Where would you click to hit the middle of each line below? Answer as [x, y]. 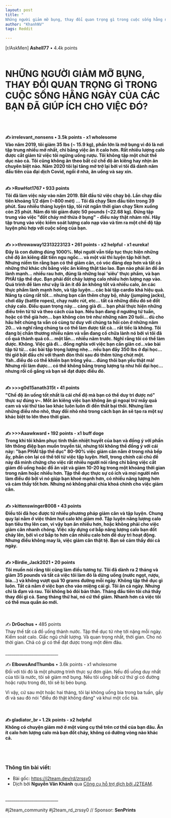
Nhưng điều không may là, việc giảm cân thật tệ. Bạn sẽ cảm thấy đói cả [83, 541]
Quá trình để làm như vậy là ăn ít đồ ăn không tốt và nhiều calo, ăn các [81, 285]
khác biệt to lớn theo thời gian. [38, 417]
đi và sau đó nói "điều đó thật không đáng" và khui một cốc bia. [72, 698]
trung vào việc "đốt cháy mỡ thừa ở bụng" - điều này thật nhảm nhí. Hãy [83, 217]
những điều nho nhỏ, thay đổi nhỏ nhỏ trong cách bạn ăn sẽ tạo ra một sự [84, 412]
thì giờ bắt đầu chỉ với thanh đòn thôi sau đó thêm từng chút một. [75, 355]
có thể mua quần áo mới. [32, 602]
